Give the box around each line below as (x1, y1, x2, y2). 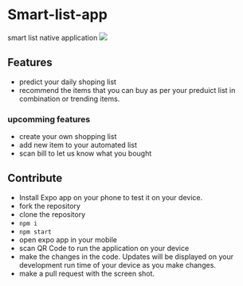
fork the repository (18, 201, 81, 211)
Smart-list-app (7, 6, 108, 24)
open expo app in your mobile (18, 234, 117, 244)
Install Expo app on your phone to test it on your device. (18, 192, 203, 202)
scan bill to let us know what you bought (18, 149, 152, 158)
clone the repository (18, 209, 86, 219)
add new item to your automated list (18, 141, 137, 150)
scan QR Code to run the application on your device (18, 243, 190, 253)
